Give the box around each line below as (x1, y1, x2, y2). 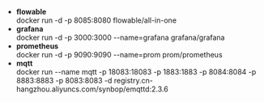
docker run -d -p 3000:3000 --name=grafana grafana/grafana (15, 32, 225, 42)
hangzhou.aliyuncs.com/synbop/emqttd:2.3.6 (15, 84, 168, 94)
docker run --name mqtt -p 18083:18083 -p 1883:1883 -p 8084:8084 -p (15, 67, 257, 76)
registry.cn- (113, 76, 154, 85)
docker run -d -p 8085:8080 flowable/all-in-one (15, 15, 177, 25)
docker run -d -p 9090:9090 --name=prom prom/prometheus (15, 50, 223, 59)
